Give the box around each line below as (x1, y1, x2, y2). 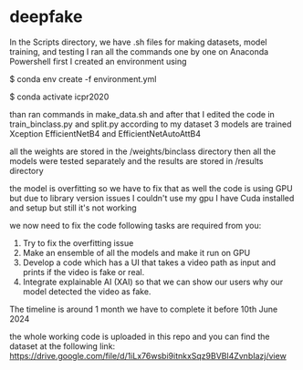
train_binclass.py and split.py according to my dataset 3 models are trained (9, 118, 292, 129)
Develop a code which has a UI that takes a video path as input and (22, 257, 277, 268)
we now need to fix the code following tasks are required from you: (9, 220, 262, 231)
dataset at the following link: (9, 340, 116, 352)
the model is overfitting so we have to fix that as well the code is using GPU (9, 182, 294, 193)
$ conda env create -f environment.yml (9, 73, 157, 84)
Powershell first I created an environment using (9, 56, 187, 67)
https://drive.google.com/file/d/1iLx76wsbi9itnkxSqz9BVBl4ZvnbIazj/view (9, 350, 287, 361)
